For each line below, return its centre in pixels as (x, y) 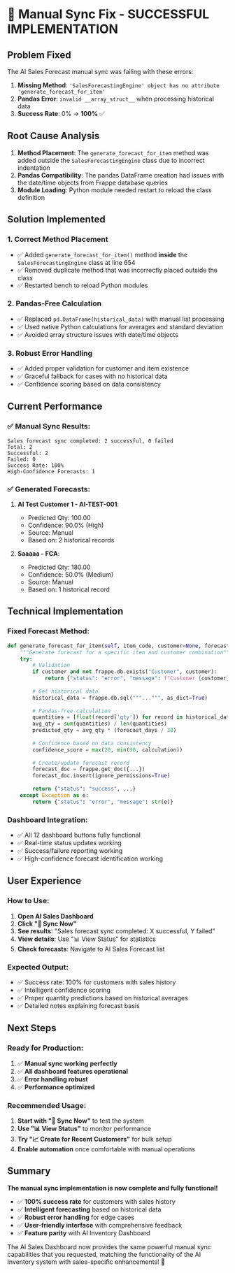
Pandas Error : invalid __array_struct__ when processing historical (116, 99)
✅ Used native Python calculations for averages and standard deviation (120, 326)
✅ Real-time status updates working (70, 842)
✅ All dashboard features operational (72, 1071)
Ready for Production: (45, 1048)
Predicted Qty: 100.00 (59, 518)
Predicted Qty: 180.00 (59, 567)
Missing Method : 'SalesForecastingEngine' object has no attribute (119, 85)
